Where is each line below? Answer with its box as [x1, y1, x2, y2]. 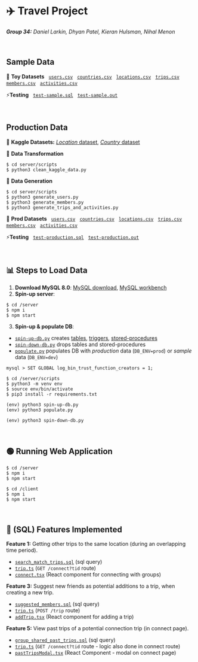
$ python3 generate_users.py [6, 194, 79, 200]
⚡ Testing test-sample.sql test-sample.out [6, 91, 118, 98]
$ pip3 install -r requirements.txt [6, 391, 97, 397]
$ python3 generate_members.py [6, 199, 84, 205]
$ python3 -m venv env [6, 381, 63, 387]
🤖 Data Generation [6, 177, 52, 184]
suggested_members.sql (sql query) [14, 600, 100, 608]
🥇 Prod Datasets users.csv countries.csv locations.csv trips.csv [6, 215, 182, 222]
